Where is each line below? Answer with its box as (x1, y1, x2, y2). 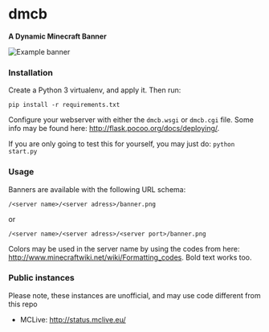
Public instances (8, 273, 75, 284)
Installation (8, 67, 54, 78)
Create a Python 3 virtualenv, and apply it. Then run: (8, 85, 181, 95)
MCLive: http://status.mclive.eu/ (19, 314, 126, 324)
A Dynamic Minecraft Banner (8, 31, 107, 41)
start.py (8, 148, 38, 156)
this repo (8, 299, 38, 309)
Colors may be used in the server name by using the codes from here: (8, 244, 240, 253)
